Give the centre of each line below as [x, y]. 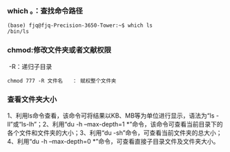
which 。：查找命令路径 [45, 10]
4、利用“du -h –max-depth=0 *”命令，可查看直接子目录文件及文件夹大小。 [113, 141]
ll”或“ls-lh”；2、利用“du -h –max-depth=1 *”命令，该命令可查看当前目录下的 [115, 124]
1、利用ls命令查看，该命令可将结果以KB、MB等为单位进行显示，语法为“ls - [113, 116]
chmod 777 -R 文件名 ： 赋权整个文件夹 [62, 80]
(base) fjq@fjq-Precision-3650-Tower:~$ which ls [80, 25]
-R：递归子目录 [30, 66]
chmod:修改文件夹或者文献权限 [59, 50]
